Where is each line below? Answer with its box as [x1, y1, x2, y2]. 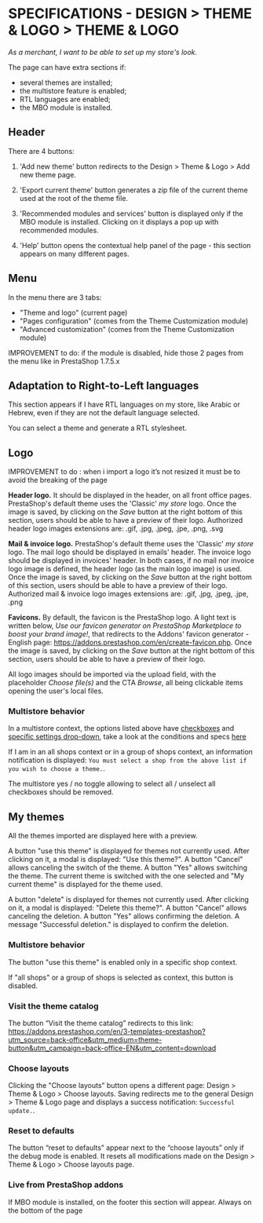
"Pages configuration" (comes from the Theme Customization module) [19, 316, 249, 326]
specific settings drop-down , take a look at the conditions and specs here [8, 732, 247, 742]
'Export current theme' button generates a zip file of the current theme [19, 185, 249, 195]
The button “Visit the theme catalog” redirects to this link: [8, 1018, 194, 1028]
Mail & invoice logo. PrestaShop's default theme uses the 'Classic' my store [8, 539, 254, 549]
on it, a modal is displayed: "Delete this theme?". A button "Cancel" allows [8, 904, 247, 913]
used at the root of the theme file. [19, 193, 128, 203]
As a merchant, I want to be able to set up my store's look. [8, 47, 198, 57]
